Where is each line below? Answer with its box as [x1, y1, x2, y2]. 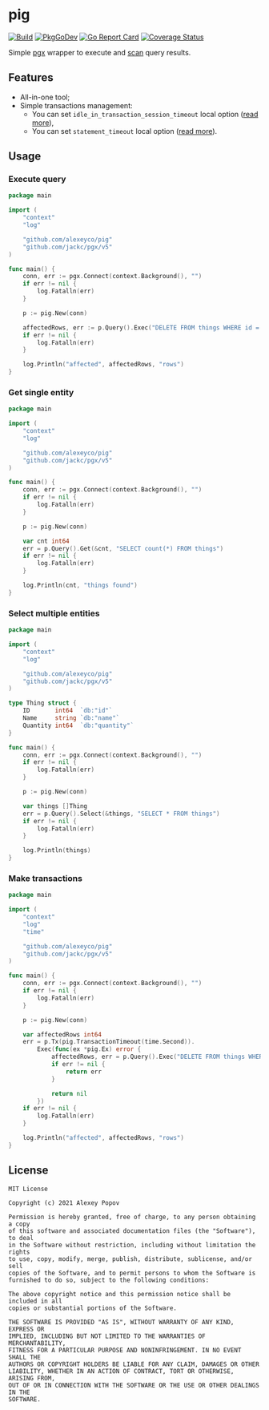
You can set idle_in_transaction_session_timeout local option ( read [31, 109, 259, 119]
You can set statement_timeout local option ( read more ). [31, 126, 218, 135]
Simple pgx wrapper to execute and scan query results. [8, 47, 191, 57]
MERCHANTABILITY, [8, 1339, 66, 1347]
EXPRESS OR [8, 1325, 45, 1333]
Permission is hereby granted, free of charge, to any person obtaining [8, 1213, 256, 1221]
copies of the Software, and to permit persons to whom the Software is [8, 1269, 256, 1277]
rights [8, 1248, 30, 1256]
